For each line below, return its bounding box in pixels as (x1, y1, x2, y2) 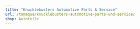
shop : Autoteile (5, 16, 39, 21)
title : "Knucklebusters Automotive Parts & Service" (5, 7, 117, 12)
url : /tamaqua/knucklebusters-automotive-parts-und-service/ (5, 12, 135, 17)
